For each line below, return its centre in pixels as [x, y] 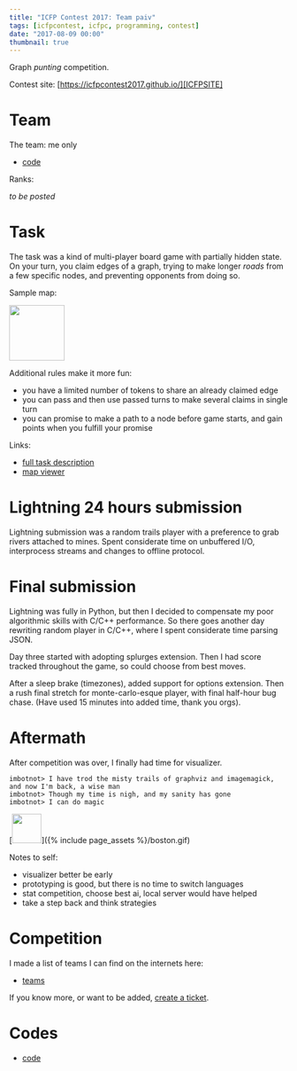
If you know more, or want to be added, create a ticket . [109, 997]
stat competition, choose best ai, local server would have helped [140, 894]
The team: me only [43, 145]
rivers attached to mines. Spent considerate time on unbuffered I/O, [132, 542]
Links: [20, 445]
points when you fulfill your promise [87, 428]
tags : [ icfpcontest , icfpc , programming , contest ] [104, 26]
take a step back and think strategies [89, 903]
